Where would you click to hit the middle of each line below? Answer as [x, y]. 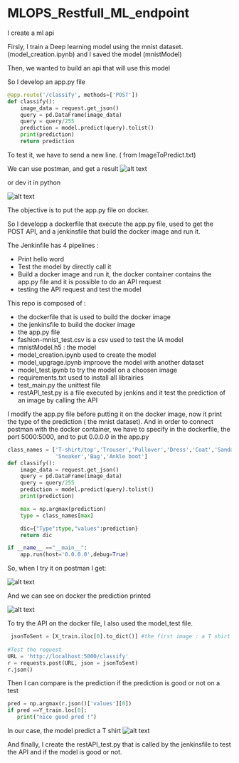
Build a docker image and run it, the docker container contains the [115, 274]
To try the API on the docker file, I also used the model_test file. [100, 623]
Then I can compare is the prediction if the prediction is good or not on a [114, 683]
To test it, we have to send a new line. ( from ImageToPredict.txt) [102, 155]
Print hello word [41, 259]
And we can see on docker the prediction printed [79, 596]
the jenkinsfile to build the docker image [76, 324]
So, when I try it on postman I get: [57, 569]
